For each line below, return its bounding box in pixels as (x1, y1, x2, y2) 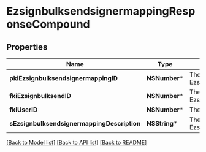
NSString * (146, 120, 178, 127)
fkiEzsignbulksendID (9, 92, 72, 100)
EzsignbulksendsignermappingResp (6, 4, 196, 18)
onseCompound (6, 17, 90, 31)
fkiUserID (9, 105, 38, 114)
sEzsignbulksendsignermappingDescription (9, 120, 141, 127)
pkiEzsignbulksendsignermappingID (9, 74, 118, 82)
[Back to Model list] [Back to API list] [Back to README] (6, 139, 147, 146)
